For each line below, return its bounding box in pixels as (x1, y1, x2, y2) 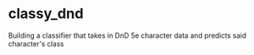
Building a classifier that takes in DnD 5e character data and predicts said (8, 31, 247, 40)
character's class (8, 38, 65, 48)
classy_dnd (8, 5, 84, 23)
